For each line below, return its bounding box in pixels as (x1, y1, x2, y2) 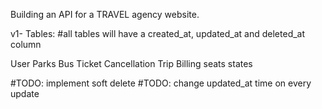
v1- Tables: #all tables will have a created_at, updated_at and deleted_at (10, 28, 306, 39)
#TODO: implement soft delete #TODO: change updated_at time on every (10, 77, 312, 89)
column (10, 39, 42, 50)
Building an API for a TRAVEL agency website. (10, 9, 200, 20)
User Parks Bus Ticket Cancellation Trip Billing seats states (10, 58, 253, 69)
